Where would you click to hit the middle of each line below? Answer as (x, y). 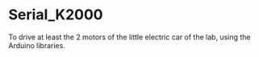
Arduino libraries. (37, 45)
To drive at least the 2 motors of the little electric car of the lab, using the (129, 37)
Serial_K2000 (56, 15)
